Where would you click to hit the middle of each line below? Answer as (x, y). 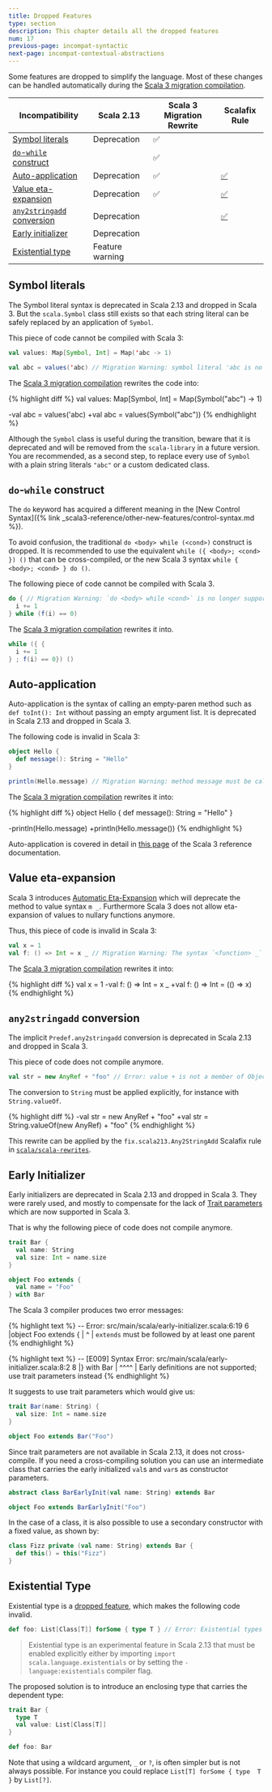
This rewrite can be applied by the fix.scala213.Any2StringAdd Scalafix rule (135, 1141)
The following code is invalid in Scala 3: (74, 737)
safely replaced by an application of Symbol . (81, 322)
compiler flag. (130, 1670)
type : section (32, 24)
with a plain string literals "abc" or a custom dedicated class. (109, 464)
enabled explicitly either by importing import (102, 1653)
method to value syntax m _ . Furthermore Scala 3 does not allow (115, 906)
